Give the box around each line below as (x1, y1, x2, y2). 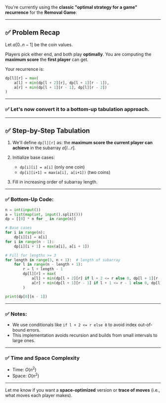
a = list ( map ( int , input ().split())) (5, 212, 83, 217)
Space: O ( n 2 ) (12, 372, 40, 379)
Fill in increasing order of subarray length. (12, 179, 98, 185)
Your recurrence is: (5, 66, 44, 72)
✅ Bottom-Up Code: (5, 196, 54, 203)
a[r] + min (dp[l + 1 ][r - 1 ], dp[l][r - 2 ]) (14, 85, 107, 90)
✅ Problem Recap (5, 28, 60, 37)
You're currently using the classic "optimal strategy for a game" (5, 4, 137, 10)
